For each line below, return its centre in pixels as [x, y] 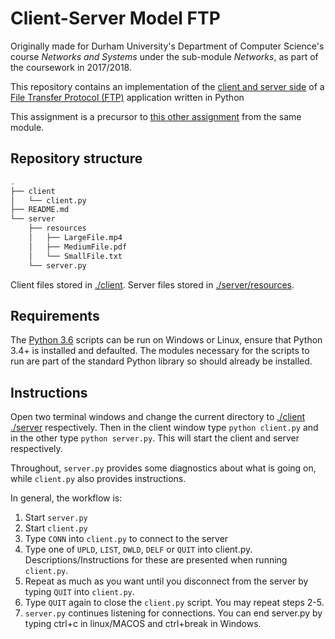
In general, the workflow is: [66, 498]
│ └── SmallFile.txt [75, 256]
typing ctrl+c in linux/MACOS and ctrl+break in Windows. [143, 624]
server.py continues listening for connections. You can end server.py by [173, 613]
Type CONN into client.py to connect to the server [126, 539]
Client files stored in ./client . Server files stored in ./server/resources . [152, 284]
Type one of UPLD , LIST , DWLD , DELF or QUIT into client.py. [138, 549]
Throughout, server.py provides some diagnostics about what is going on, [163, 468]
